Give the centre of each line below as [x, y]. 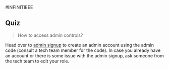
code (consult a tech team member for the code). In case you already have [83, 50]
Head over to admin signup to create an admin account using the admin [80, 45]
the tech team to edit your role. [37, 61]
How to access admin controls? [50, 35]
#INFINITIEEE [19, 7]
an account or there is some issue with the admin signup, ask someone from [84, 55]
